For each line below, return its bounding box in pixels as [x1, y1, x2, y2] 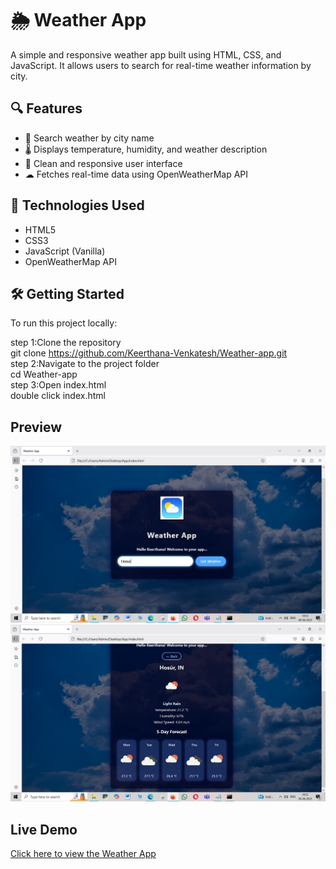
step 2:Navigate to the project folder [10, 358, 160, 370]
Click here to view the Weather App [10, 848, 157, 859]
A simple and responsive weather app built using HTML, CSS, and [10, 48, 282, 61]
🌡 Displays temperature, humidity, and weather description [24, 143, 268, 155]
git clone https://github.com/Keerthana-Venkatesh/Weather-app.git [10, 347, 288, 359]
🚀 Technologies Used [10, 197, 145, 214]
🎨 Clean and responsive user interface [24, 157, 183, 169]
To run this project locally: [10, 317, 118, 329]
